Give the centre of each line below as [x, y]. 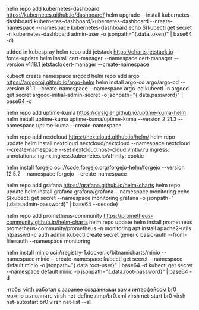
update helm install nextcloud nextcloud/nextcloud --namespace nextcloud [98, 143]
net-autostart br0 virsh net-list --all [49, 302]
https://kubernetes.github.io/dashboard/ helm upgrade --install [83, 15]
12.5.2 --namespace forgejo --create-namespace [67, 174]
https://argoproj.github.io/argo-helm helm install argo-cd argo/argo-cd [93, 82]
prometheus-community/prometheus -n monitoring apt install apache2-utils [99, 228]
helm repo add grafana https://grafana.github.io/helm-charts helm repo [93, 185]
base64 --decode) [95, 204]
